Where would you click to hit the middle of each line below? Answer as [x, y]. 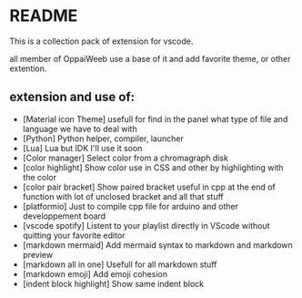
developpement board [64, 216]
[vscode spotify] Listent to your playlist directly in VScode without [146, 225]
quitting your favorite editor [74, 235]
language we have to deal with [80, 128]
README [44, 16]
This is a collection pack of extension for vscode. [101, 41]
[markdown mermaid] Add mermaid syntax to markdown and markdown [157, 245]
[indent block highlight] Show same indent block [113, 283]
